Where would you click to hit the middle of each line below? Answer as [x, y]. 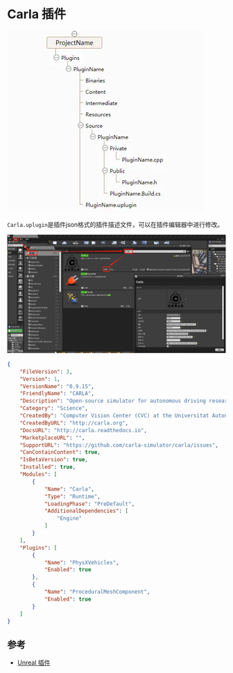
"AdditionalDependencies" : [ [86, 511]
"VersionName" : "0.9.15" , [57, 386]
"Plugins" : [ [38, 548]
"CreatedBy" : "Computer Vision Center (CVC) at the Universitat [114, 415]
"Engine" [69, 518]
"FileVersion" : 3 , [46, 372]
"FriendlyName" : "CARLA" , [57, 394]
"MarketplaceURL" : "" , [52, 438]
